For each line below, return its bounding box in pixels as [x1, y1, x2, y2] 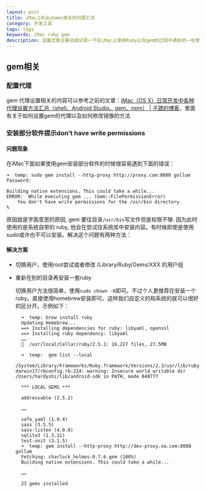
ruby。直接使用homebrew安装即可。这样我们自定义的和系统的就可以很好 [15, 295, 199, 302]
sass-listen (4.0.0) [21, 427, 74, 434]
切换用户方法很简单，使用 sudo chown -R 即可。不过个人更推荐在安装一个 [15, 287, 196, 295]
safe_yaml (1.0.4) [21, 416, 68, 423]
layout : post [6, 9, 40, 15]
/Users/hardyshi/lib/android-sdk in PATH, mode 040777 [15, 374, 159, 380]
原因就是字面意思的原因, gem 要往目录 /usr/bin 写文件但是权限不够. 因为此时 [6, 216, 198, 223]
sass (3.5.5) [21, 422, 55, 428]
